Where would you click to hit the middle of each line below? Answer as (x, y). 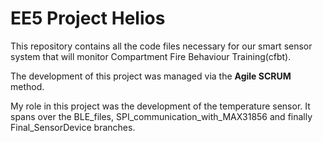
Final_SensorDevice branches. (73, 127)
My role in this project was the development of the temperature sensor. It (160, 106)
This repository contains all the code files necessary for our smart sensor (161, 46)
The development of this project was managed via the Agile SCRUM (151, 76)
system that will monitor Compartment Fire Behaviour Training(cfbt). (151, 56)
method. (27, 86)
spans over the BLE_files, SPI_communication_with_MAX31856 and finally (161, 116)
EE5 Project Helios (88, 18)
